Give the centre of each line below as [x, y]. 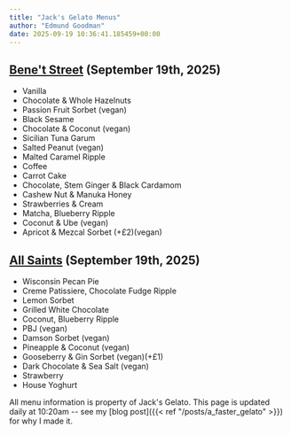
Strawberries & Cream [63, 204]
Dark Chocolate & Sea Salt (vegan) [85, 366]
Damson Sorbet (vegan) [66, 338]
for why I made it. [41, 421]
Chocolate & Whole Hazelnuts [76, 101]
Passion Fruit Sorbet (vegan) [74, 110]
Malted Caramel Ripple [64, 157]
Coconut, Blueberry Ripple [71, 319]
